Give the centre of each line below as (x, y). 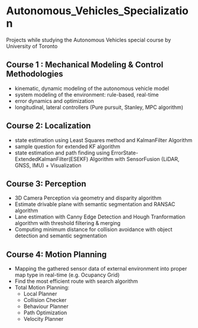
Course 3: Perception (46, 184)
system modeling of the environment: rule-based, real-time (87, 94)
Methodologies (35, 74)
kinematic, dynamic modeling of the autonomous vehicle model (92, 88)
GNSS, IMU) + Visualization (48, 165)
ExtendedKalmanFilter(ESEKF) (51, 159)
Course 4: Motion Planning (56, 254)
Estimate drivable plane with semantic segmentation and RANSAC (95, 204)
